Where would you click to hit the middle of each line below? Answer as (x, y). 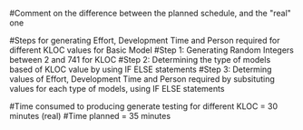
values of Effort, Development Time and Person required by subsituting (142, 79)
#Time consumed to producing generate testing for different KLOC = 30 (144, 106)
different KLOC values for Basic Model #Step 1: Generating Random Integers (152, 50)
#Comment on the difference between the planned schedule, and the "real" (151, 13)
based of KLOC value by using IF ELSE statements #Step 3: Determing (141, 69)
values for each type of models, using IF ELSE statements (117, 89)
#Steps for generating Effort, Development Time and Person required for (145, 40)
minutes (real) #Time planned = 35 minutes (90, 116)
